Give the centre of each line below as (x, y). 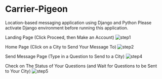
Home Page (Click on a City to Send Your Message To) (61, 47)
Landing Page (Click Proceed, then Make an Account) (60, 37)
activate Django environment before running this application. (67, 27)
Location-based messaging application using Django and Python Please (78, 23)
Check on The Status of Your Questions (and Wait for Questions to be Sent (81, 66)
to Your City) (18, 71)
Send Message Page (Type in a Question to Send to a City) (65, 56)
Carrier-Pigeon (37, 9)
